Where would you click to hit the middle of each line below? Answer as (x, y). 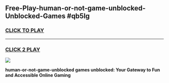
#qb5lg (78, 16)
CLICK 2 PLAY (23, 49)
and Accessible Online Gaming (38, 75)
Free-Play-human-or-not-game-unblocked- (75, 8)
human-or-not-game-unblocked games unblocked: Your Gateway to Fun (82, 69)
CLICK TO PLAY (25, 31)
